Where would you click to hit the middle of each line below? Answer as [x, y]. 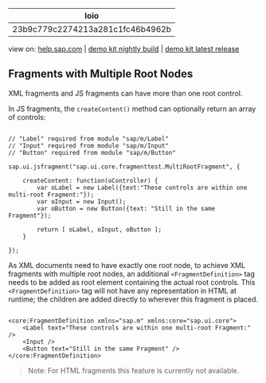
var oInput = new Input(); [82, 201]
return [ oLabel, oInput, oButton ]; [99, 229]
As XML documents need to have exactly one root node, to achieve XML [127, 265]
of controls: [27, 117]
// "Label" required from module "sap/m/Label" [89, 139]
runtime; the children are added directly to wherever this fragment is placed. [133, 299]
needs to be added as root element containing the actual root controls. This [132, 282]
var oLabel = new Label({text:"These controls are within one [142, 188]
